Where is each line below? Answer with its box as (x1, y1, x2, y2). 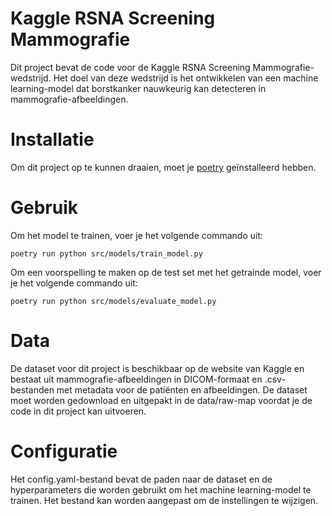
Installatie (10, 128, 95, 151)
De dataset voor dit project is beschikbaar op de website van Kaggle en (10, 362, 305, 374)
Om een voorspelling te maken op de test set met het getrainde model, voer (10, 266, 322, 278)
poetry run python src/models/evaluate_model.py (10, 296, 217, 306)
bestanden (10, 383, 55, 396)
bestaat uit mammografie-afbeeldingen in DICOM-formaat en (10, 373, 263, 385)
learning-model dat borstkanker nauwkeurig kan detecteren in (10, 82, 267, 94)
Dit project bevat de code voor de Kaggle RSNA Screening (10, 61, 251, 73)
